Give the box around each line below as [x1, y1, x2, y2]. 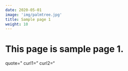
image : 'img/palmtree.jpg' [5, 12, 62, 17]
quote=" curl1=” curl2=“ [5, 60, 55, 66]
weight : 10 [5, 21, 28, 27]
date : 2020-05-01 [5, 7, 42, 13]
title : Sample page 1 [5, 17, 51, 22]
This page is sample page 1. [5, 44, 124, 55]
